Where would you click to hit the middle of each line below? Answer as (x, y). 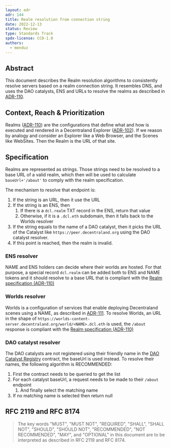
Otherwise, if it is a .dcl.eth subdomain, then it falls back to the (87, 216)
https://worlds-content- (64, 319)
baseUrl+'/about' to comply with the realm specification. (65, 180)
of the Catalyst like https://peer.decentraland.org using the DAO (81, 232)
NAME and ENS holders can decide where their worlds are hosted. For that (83, 267)
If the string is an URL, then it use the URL (56, 200)
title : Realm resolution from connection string (58, 19)
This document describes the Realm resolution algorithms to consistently (82, 81)
